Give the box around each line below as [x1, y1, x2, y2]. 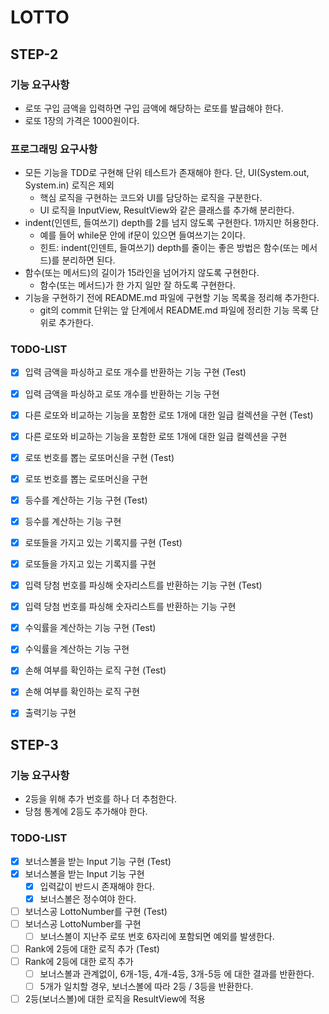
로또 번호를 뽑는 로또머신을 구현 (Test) [24, 451, 175, 463]
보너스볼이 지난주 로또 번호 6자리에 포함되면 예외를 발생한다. [39, 930, 275, 942]
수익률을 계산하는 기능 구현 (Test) [24, 622, 157, 634]
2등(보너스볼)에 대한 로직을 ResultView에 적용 [24, 993, 206, 1005]
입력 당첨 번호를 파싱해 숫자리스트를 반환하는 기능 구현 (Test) [24, 579, 263, 591]
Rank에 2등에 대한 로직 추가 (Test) [24, 942, 160, 955]
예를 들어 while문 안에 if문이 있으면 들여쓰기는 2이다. [39, 229, 246, 241]
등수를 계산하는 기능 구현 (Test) [24, 494, 148, 506]
